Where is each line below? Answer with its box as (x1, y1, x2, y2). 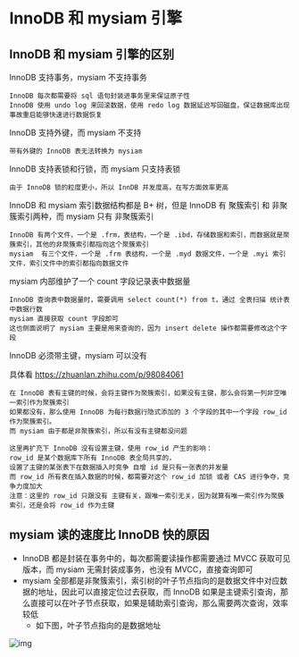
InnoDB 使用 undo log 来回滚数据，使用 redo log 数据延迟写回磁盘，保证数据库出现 (9, 101, 290, 110)
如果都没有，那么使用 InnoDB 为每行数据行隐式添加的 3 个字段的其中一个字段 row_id (9, 408, 287, 417)
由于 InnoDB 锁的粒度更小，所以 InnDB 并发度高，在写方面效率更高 (9, 183, 229, 192)
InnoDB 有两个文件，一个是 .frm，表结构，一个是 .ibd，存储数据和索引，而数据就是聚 (9, 231, 290, 240)
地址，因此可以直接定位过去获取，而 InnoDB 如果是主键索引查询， (37, 586, 281, 597)
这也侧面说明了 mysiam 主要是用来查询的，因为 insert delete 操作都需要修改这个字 (9, 324, 287, 333)
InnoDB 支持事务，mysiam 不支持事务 (9, 72, 147, 82)
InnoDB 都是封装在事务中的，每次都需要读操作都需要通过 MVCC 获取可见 (21, 552, 291, 563)
